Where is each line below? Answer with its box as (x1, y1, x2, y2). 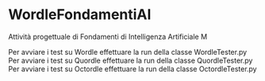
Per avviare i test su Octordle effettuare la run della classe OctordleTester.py (8, 64, 257, 73)
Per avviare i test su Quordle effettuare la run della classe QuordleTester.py (8, 56, 253, 65)
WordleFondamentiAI (8, 6, 152, 24)
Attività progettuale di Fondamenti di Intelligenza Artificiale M (8, 32, 208, 41)
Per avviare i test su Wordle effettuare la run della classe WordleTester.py (8, 47, 248, 56)
